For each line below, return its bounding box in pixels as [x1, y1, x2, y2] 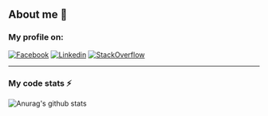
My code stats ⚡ [8, 77, 72, 88]
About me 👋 [8, 8, 68, 21]
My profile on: [8, 32, 64, 43]
